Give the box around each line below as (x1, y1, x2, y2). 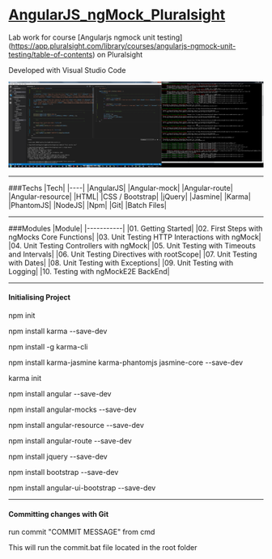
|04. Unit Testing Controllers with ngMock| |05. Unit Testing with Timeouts (8, 240, 257, 250)
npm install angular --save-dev (8, 388, 112, 398)
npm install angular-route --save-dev (8, 435, 132, 446)
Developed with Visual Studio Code (8, 65, 126, 74)
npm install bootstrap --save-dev (8, 467, 119, 476)
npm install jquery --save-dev (8, 451, 108, 461)
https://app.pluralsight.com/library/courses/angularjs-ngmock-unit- (11, 40, 236, 50)
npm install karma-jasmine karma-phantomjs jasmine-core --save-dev (8, 358, 244, 367)
